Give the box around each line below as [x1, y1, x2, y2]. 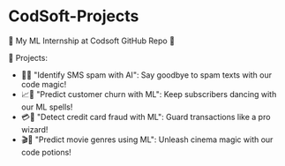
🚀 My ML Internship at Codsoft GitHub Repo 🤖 [8, 35, 176, 46]
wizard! [20, 124, 49, 134]
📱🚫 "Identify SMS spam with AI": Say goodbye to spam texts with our [20, 69, 273, 80]
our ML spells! [20, 102, 73, 112]
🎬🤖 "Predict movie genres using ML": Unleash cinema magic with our [20, 134, 274, 145]
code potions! [20, 147, 71, 157]
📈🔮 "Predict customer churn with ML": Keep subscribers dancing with [20, 88, 277, 99]
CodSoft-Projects [8, 6, 139, 26]
